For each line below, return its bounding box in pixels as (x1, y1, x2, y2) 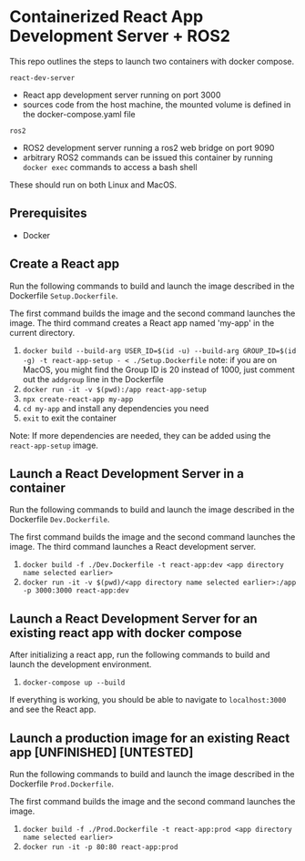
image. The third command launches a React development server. (9, 542, 257, 552)
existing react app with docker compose (9, 625, 243, 641)
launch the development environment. (9, 659, 152, 670)
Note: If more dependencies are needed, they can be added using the (9, 430, 271, 441)
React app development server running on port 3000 (22, 89, 221, 100)
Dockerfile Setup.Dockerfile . (9, 289, 118, 301)
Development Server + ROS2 (9, 25, 230, 46)
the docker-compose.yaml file (22, 108, 136, 119)
